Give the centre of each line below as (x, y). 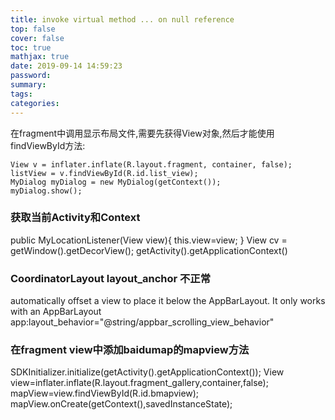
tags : (21, 94)
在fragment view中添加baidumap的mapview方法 (130, 350)
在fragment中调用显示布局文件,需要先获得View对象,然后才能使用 (142, 133)
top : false (33, 29)
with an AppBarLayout (56, 312)
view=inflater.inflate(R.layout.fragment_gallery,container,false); (139, 383)
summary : (28, 85)
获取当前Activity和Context (75, 218)
